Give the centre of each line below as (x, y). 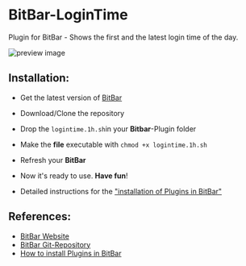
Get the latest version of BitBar (71, 98)
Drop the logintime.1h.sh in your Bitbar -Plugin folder (108, 129)
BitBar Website (45, 236)
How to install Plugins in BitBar (71, 253)
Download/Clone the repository (72, 113)
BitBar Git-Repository (55, 244)
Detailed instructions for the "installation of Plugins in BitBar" (121, 191)
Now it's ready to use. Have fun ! (74, 176)
